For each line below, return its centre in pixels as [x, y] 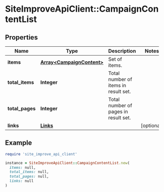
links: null [22, 181]
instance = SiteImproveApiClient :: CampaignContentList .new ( [68, 163]
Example [19, 143]
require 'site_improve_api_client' [41, 154]
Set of [115, 59]
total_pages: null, [29, 176]
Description [122, 51]
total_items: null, [29, 172]
